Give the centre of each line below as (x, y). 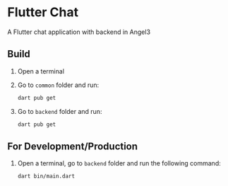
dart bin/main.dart (46, 176)
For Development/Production (73, 146)
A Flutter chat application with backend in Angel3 (79, 32)
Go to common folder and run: (58, 85)
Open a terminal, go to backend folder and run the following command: (119, 163)
